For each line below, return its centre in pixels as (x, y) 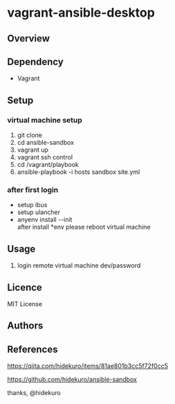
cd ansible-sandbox (46, 143)
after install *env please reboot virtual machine (84, 227)
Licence (25, 287)
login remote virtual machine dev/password (79, 265)
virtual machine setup (45, 120)
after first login (33, 190)
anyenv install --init (45, 220)
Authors (25, 326)
